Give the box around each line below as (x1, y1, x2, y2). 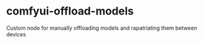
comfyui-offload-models (6, 4, 134, 18)
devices (6, 30, 26, 38)
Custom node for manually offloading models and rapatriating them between (6, 24, 198, 31)
